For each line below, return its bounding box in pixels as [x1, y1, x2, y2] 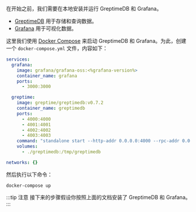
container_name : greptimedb [16, 105, 85, 111]
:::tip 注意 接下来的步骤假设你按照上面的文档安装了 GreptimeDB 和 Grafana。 [6, 193, 191, 201]
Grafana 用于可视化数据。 [14, 25, 77, 32]
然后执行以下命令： [6, 171, 53, 178]
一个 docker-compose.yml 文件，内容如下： [6, 45, 108, 52]
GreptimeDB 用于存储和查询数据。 [14, 18, 97, 25]
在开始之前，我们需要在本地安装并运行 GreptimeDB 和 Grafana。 [6, 5, 163, 12]
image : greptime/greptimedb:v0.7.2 [16, 100, 104, 106]
